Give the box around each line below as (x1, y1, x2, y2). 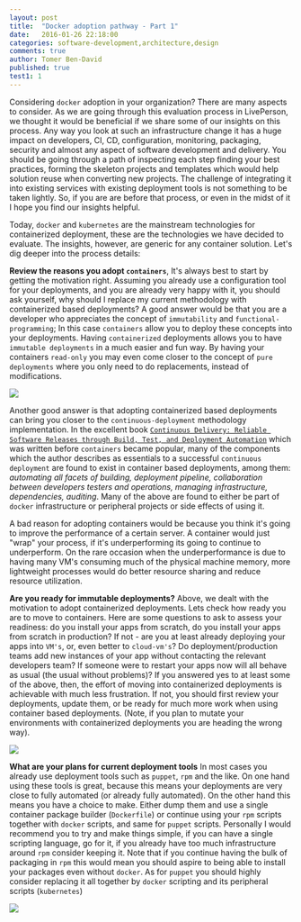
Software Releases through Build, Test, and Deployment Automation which (9, 433, 292, 444)
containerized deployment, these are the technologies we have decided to (9, 229, 285, 240)
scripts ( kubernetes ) (9, 885, 84, 896)
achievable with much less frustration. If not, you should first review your (9, 688, 279, 699)
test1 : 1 (9, 72, 42, 81)
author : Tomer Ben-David (9, 55, 102, 64)
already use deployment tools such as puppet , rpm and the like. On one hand (9, 771, 290, 782)
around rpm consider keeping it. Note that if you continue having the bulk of (9, 847, 288, 858)
